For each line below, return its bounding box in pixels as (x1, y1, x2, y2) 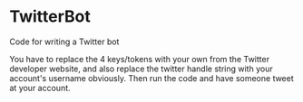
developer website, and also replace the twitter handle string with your (9, 63, 274, 74)
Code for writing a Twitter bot (9, 36, 120, 47)
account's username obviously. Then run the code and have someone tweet (9, 72, 295, 83)
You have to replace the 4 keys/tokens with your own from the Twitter (9, 53, 270, 64)
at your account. (9, 82, 71, 93)
